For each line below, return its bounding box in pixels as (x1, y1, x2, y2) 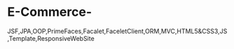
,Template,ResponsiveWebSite (7, 34, 95, 42)
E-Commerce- (7, 4, 92, 20)
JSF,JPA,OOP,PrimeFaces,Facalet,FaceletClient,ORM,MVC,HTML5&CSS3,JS (7, 27, 228, 35)
